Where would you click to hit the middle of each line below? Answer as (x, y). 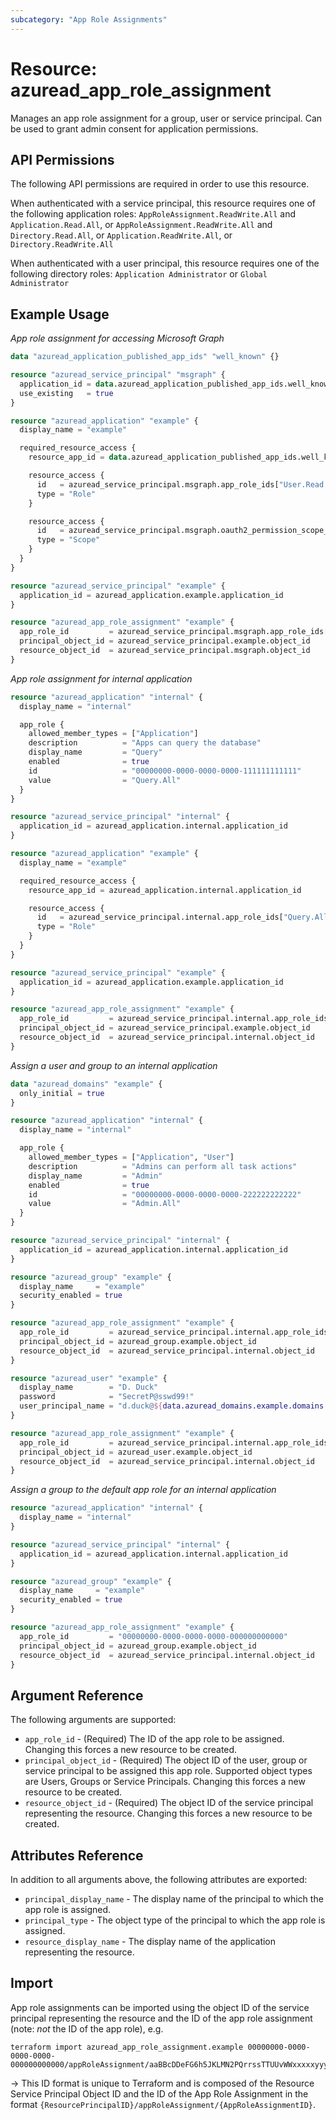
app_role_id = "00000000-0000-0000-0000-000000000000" (153, 1636)
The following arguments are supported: (93, 1720)
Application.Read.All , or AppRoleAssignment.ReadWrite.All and (141, 225)
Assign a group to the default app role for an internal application (143, 1490)
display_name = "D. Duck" (89, 1387)
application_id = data (66, 384)
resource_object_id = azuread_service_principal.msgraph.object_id (165, 651)
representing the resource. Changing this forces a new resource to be (168, 1813)
